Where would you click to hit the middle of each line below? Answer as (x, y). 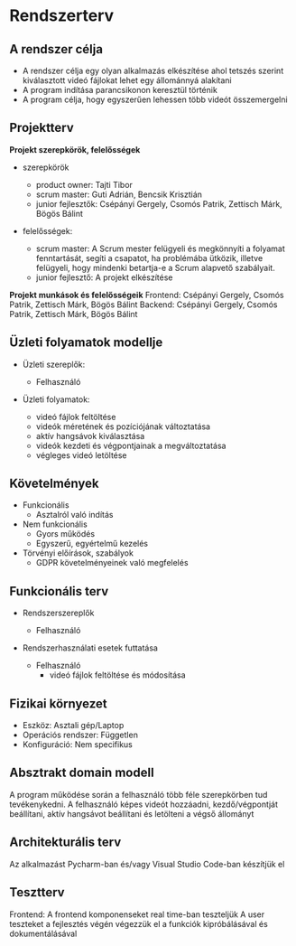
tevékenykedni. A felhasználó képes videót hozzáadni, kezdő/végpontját (143, 804)
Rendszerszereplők (58, 613)
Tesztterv (37, 892)
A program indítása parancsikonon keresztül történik (120, 90)
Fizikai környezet (58, 703)
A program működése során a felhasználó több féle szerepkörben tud (139, 794)
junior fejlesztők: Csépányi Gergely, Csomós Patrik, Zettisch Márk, (159, 203)
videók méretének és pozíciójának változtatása (123, 426)
